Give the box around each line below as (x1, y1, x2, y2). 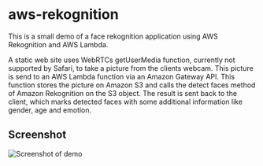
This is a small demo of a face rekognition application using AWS (8, 31, 218, 41)
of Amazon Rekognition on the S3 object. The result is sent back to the (8, 88, 238, 98)
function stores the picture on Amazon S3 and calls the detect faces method (8, 80, 256, 90)
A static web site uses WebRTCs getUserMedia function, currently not (8, 55, 235, 65)
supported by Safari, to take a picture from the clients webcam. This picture (8, 63, 254, 72)
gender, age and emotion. (8, 105, 92, 115)
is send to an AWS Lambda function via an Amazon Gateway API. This (8, 72, 235, 81)
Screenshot (8, 128, 67, 142)
